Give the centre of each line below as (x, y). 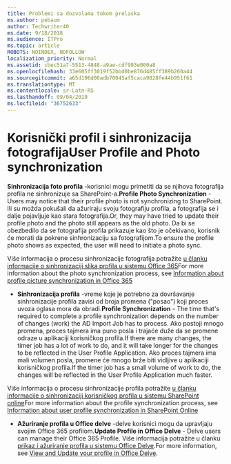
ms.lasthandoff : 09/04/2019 (48, 98)
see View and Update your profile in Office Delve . (88, 453)
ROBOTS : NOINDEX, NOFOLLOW (46, 53)
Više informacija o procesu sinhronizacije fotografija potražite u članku (108, 258)
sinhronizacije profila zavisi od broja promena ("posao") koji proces (113, 301)
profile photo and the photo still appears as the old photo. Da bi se (101, 223)
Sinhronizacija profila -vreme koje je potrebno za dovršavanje (106, 294)
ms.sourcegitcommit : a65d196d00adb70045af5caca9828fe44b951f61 (100, 78)
